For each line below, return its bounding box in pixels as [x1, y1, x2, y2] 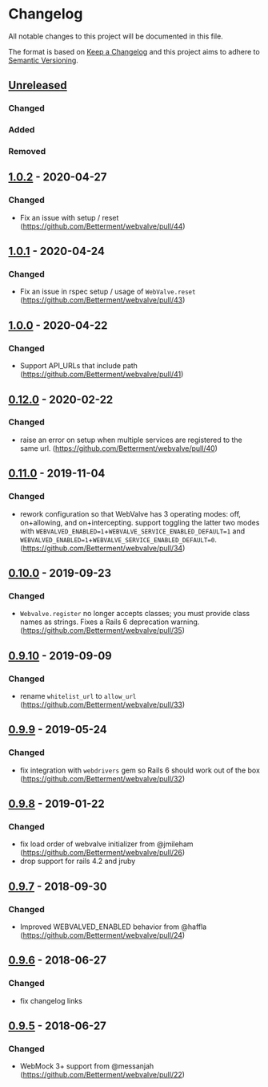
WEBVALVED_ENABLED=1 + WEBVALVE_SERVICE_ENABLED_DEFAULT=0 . [19, 534, 218, 544]
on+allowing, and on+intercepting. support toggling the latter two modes [19, 517, 260, 527]
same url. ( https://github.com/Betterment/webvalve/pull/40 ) [19, 443, 218, 453]
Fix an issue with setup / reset [19, 213, 119, 222]
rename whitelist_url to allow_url [19, 691, 137, 700]
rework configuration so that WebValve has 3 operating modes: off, [19, 509, 242, 518]
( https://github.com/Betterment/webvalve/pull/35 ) [19, 626, 186, 635]
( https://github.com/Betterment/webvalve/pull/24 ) [19, 930, 186, 939]
